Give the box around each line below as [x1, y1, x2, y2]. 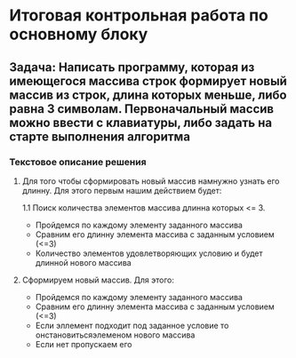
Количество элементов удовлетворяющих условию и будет [35, 248, 263, 259]
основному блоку [9, 24, 148, 44]
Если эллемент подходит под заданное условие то [35, 320, 229, 330]
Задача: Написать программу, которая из [9, 60, 255, 75]
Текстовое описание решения [9, 155, 147, 168]
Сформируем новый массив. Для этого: [21, 274, 175, 285]
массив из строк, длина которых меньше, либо [9, 87, 287, 102]
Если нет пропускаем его [35, 338, 132, 349]
